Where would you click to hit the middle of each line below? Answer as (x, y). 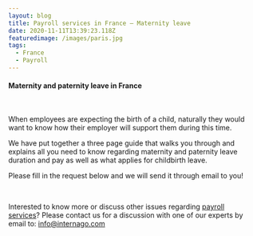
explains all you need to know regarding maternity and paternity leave (123, 152)
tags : (17, 46)
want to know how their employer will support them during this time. (120, 128)
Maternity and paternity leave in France (75, 86)
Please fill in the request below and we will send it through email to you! (126, 176)
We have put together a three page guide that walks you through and (122, 143)
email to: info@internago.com (57, 224)
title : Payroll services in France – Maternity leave (100, 23)
